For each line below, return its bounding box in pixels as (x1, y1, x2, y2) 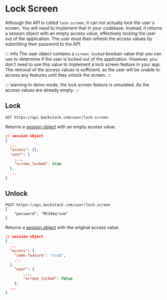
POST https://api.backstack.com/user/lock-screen (5, 203, 111, 208)
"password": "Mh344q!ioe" (14, 211, 68, 216)
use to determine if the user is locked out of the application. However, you (5, 56, 157, 62)
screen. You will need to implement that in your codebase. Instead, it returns (5, 25, 162, 31)
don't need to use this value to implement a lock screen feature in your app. (5, 61, 161, 67)
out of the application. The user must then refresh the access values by (5, 36, 152, 42)
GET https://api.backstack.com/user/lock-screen (5, 115, 108, 120)
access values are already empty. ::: (5, 87, 79, 93)
